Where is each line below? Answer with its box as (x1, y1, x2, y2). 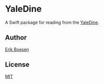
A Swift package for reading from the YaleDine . (5, 19, 100, 25)
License (5, 61, 30, 69)
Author (5, 34, 27, 42)
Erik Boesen (5, 46, 29, 52)
